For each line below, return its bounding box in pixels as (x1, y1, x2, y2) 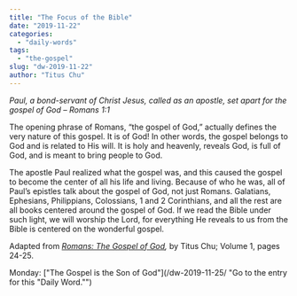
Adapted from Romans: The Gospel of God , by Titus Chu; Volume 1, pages (9, 240, 281, 251)
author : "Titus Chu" (9, 71, 86, 80)
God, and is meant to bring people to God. (9, 150, 163, 160)
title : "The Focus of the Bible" (9, 12, 133, 22)
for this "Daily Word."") (9, 277, 93, 287)
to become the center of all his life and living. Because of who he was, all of (9, 176, 285, 187)
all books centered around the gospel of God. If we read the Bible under (9, 205, 272, 215)
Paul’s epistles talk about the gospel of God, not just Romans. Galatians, (9, 185, 271, 196)
